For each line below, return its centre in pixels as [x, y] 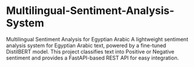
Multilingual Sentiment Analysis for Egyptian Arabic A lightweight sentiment [97, 39]
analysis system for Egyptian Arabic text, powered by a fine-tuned [86, 45]
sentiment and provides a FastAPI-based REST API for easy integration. [93, 58]
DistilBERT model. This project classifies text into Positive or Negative [90, 51]
